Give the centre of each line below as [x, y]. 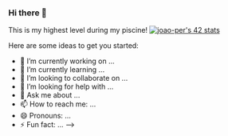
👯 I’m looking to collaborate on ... [74, 78]
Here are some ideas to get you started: [74, 46]
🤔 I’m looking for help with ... [67, 86]
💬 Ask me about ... [50, 95]
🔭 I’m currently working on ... [67, 61]
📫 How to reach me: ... [58, 104]
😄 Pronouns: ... [45, 116]
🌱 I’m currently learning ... [62, 70]
